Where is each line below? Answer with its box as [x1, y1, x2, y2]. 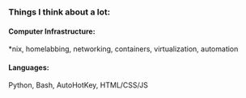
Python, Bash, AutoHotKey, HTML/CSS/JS [8, 80, 148, 90]
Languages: [8, 63, 50, 72]
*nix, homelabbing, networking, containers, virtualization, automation [8, 44, 239, 54]
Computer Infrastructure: [8, 27, 95, 36]
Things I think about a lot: [8, 6, 111, 18]
